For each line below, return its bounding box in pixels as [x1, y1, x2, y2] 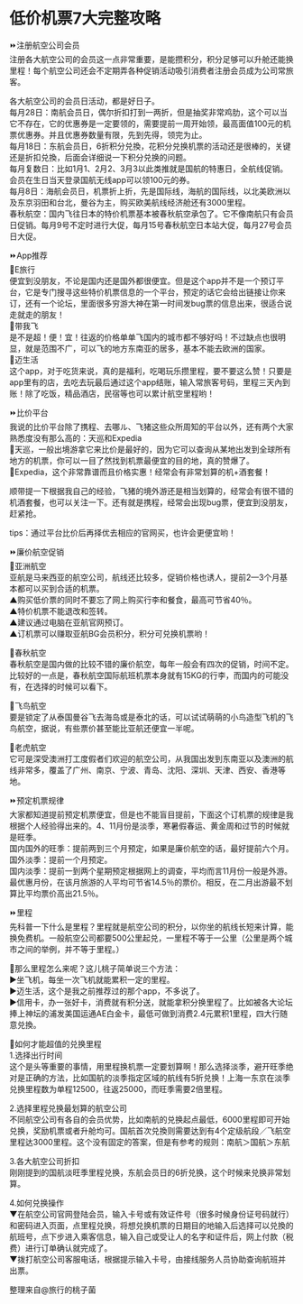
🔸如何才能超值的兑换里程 [9, 1038, 102, 1049]
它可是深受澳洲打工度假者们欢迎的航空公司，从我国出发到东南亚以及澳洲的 [9, 753, 286, 764]
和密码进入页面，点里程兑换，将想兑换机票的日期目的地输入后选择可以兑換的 [9, 1219, 294, 1231]
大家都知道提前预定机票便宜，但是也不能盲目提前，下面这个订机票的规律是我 [9, 809, 294, 820]
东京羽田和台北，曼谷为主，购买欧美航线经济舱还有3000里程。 [16, 197, 251, 207]
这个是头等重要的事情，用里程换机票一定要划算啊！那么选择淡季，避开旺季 [9, 1061, 286, 1071]
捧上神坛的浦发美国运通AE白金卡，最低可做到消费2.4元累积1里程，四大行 [9, 1007, 280, 1019]
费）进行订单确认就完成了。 [9, 1242, 113, 1253]
